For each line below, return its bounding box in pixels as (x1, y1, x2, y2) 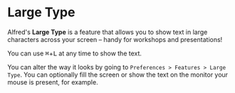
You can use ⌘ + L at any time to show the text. (7, 49, 142, 58)
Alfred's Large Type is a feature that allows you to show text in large (7, 28, 208, 36)
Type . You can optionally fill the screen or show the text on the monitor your (7, 70, 229, 79)
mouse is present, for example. (7, 77, 98, 86)
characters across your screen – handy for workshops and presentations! (7, 35, 223, 43)
